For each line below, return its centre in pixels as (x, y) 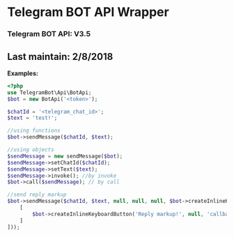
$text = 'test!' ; (32, 118)
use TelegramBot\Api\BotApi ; (49, 92)
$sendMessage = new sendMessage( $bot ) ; (65, 156)
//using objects (31, 150)
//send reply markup (37, 195)
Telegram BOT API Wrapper (88, 12)
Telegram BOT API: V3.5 (49, 34)
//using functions (34, 131)
